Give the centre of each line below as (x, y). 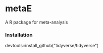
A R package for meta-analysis (37, 22)
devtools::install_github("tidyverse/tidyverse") (52, 46)
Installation (19, 35)
